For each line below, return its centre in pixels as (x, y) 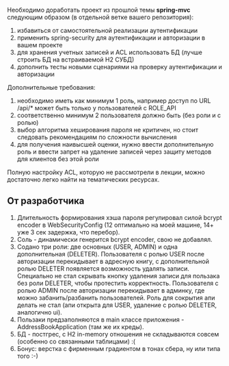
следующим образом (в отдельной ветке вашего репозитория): (100, 17)
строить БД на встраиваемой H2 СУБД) (76, 60)
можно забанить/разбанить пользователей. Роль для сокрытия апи (116, 297)
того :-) (28, 356)
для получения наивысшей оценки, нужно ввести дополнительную (115, 144)
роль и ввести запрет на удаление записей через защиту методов (114, 151)
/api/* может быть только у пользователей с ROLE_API (96, 108)
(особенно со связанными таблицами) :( (76, 341)
